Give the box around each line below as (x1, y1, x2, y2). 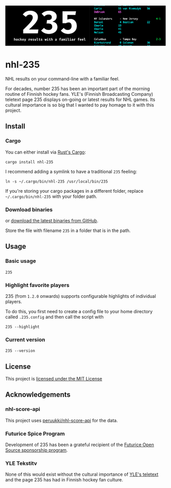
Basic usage (5, 258, 37, 265)
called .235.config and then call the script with (5, 314, 104, 320)
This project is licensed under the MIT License (5, 376, 103, 382)
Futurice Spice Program (5, 430, 65, 437)
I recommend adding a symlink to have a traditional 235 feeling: (5, 168, 137, 174)
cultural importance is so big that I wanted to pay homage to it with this (5, 101, 154, 108)
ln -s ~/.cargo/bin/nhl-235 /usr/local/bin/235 (5, 179, 108, 184)
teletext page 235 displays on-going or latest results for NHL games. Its (5, 96, 155, 102)
